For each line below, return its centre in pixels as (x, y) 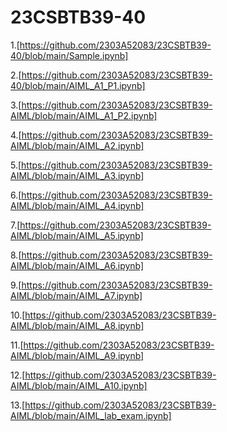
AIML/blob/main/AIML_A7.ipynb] (76, 295)
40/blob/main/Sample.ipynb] (69, 55)
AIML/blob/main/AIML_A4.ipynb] (77, 205)
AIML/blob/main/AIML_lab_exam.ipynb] (91, 415)
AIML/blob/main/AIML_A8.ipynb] (77, 325)
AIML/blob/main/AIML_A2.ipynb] (77, 145)
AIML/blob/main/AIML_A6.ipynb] (77, 265)
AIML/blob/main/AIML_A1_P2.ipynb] (84, 115)
